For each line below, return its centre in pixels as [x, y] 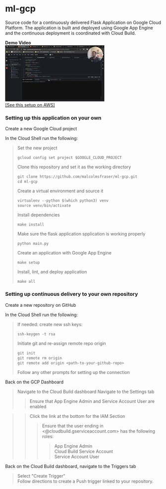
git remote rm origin [39, 358]
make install [31, 225]
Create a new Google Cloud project [41, 129]
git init [26, 353]
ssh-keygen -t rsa [36, 334]
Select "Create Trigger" [41, 476]
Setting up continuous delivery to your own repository [72, 294]
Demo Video [18, 42]
